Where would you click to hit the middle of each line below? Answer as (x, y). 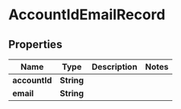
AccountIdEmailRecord (87, 15)
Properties (35, 44)
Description (115, 67)
